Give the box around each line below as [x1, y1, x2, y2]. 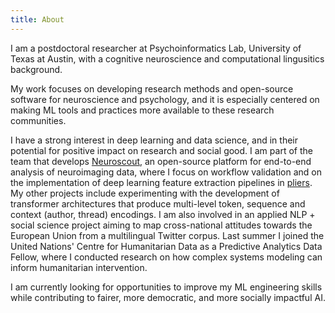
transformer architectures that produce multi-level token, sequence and [10, 197, 306, 210]
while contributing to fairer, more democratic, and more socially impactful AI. [10, 291, 326, 303]
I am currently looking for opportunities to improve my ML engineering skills [10, 281, 323, 293]
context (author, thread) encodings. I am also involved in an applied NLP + [10, 208, 316, 220]
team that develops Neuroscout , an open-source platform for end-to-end [10, 155, 312, 167]
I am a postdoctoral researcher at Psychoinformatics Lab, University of [10, 42, 302, 54]
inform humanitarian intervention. [10, 261, 148, 273]
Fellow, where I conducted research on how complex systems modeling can [10, 251, 323, 263]
